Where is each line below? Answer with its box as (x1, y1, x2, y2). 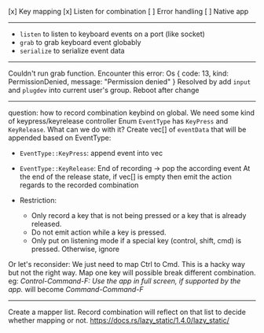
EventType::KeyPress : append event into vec (19, 149, 163, 157)
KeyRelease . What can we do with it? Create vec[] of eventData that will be (8, 125, 247, 134)
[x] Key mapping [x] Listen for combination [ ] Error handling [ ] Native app (8, 7, 249, 16)
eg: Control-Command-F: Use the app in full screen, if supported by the (8, 276, 241, 286)
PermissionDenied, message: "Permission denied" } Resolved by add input (8, 77, 251, 86)
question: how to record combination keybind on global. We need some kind (8, 108, 255, 117)
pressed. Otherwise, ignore (31, 244, 120, 253)
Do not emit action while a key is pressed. (31, 228, 167, 237)
